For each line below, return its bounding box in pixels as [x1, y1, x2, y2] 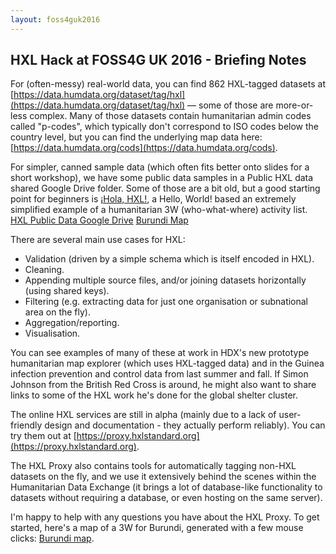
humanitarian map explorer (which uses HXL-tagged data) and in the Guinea [10, 357, 325, 370]
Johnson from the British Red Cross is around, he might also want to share [10, 379, 317, 391]
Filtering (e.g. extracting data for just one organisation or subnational [24, 296, 309, 308]
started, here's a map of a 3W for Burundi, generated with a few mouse [10, 522, 304, 534]
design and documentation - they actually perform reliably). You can [44, 419, 326, 431]
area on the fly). [24, 306, 92, 318]
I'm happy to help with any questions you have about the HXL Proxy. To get [10, 511, 320, 523]
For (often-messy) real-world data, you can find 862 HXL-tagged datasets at [10, 78, 326, 90]
